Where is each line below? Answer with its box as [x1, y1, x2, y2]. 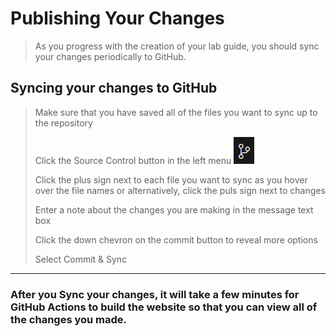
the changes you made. [10, 312, 128, 326]
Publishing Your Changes [10, 7, 225, 30]
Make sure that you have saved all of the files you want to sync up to [34, 106, 318, 118]
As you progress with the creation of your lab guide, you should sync [34, 40, 320, 52]
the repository [34, 117, 93, 129]
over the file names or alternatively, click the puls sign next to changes [34, 184, 326, 196]
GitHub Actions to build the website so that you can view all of [10, 300, 318, 314]
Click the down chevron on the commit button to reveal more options [34, 233, 318, 246]
